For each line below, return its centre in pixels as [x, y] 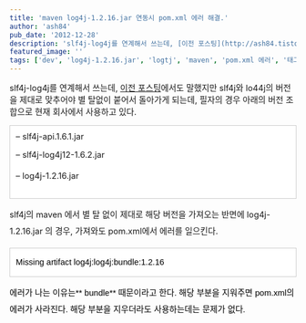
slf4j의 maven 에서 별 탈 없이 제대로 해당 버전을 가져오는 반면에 [127, 214]
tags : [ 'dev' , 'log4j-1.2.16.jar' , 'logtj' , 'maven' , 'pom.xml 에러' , [144, 60]
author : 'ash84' [40, 26]
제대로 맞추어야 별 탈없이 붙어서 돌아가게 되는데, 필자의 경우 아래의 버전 [152, 100]
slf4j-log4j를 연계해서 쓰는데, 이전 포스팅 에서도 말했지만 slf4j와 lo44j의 [142, 89]
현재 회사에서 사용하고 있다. [86, 112]
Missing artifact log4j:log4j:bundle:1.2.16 [90, 262]
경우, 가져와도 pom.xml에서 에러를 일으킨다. [136, 231]
